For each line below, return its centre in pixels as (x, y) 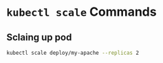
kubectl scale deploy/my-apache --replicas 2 (73, 53)
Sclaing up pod (39, 37)
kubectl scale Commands (81, 12)
